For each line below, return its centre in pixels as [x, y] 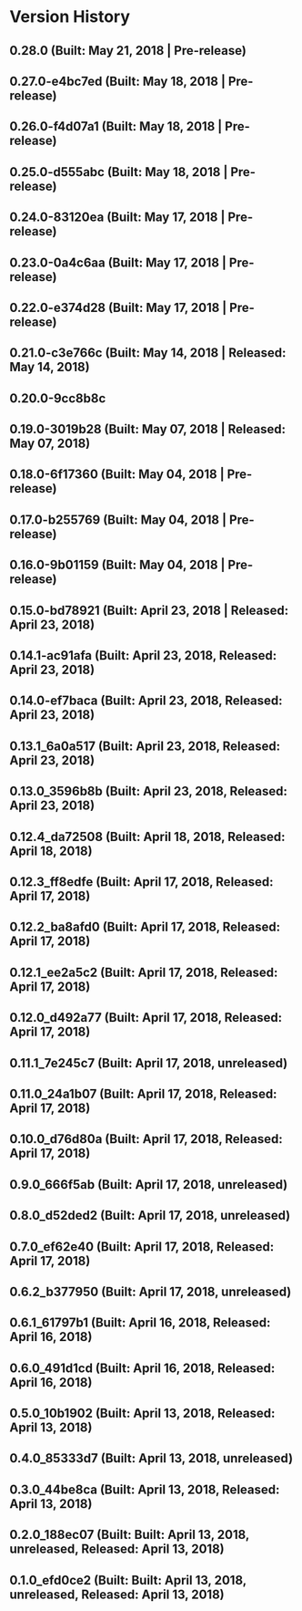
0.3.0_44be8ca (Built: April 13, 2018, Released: [145, 1489]
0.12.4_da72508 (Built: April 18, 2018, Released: [147, 837]
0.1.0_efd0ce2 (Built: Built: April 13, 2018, [128, 1580]
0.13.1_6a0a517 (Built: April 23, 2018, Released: [145, 746]
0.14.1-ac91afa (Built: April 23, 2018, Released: [143, 655]
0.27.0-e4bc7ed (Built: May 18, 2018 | [117, 81]
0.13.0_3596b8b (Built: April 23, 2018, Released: [149, 791]
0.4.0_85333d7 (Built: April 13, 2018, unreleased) [151, 1458]
